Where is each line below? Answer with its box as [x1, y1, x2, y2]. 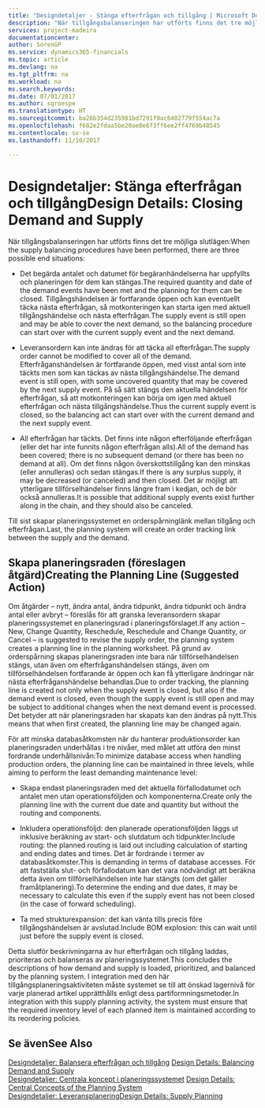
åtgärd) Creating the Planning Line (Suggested [8, 568, 239, 581]
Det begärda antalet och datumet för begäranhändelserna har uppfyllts [19, 269, 251, 279]
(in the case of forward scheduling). [19, 900, 136, 909]
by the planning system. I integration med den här [8, 972, 170, 982]
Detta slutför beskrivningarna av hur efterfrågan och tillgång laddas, [8, 947, 229, 956]
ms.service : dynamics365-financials [8, 48, 129, 56]
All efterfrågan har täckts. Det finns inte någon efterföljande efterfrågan [19, 434, 252, 443]
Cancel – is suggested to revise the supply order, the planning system [8, 635, 235, 644]
